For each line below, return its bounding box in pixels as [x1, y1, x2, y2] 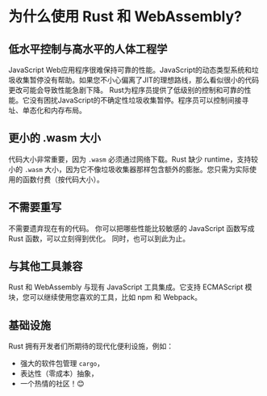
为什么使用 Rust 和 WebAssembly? [8, 7, 242, 26]
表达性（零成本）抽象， [19, 369, 98, 378]
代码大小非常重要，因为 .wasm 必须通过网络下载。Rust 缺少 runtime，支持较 [8, 154, 259, 164]
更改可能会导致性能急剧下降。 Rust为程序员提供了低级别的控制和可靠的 [8, 86, 244, 95]
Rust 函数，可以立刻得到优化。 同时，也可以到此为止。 [8, 234, 190, 243]
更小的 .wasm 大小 [8, 131, 101, 145]
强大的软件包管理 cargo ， [19, 359, 105, 369]
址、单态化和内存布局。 [8, 106, 86, 115]
